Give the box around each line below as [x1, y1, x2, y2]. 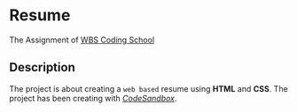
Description [9, 60, 75, 75]
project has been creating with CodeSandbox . [9, 93, 177, 103]
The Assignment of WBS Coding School [9, 34, 155, 45]
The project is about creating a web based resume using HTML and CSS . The [9, 83, 288, 93]
